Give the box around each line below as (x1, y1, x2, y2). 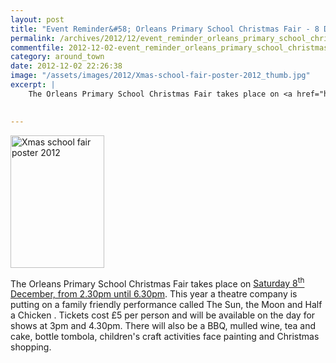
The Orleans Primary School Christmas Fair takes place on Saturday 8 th (10, 276, 305, 290)
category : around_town (10, 52, 105, 62)
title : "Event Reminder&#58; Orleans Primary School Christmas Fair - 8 (10, 24, 320, 34)
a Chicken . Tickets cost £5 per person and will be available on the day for (10, 309, 316, 321)
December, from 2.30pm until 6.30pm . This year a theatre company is (10, 288, 298, 300)
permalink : (10, 33, 56, 43)
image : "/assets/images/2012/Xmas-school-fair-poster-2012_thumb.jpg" (10, 71, 311, 81)
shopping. (10, 341, 52, 353)
